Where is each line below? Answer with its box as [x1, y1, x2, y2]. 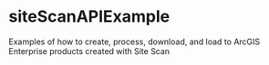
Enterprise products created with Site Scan [8, 45, 171, 56]
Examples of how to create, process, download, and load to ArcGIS [8, 36, 261, 47]
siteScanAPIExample [8, 6, 171, 27]
